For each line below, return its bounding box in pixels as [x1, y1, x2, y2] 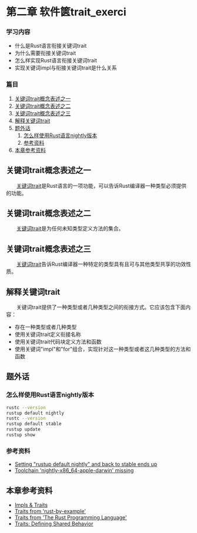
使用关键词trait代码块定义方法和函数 [14, 338, 102, 345]
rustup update [6, 427, 41, 432]
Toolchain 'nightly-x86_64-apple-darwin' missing [14, 467, 134, 474]
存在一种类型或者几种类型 [14, 324, 77, 331]
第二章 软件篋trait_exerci [6, 5, 126, 19]
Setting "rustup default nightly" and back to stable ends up [14, 461, 158, 468]
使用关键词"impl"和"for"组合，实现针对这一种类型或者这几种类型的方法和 [14, 345, 191, 353]
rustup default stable [6, 421, 62, 427]
